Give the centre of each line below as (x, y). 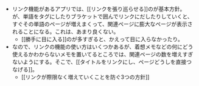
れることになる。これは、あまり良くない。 (65, 31)
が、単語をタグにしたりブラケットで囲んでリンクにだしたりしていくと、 (102, 16)
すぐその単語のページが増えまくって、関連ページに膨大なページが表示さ (102, 24)
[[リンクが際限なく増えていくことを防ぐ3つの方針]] (85, 77)
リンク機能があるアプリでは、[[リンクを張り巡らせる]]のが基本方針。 (99, 9)
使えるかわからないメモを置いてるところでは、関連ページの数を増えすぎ (103, 54)
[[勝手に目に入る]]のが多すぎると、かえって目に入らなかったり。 (102, 39)
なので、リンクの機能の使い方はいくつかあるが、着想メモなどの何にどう (103, 47)
